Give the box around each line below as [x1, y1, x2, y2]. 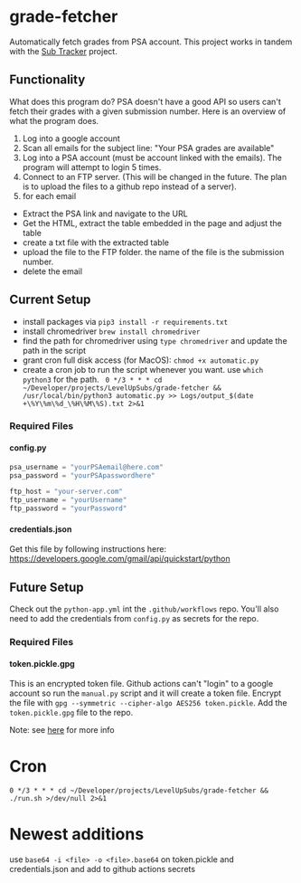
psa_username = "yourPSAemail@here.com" [9, 462, 165, 471]
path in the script [22, 345, 87, 356]
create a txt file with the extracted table [22, 237, 170, 248]
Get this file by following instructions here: [9, 544, 167, 555]
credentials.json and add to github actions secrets [9, 864, 196, 875]
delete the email [22, 265, 83, 277]
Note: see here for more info [9, 725, 115, 736]
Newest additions [9, 824, 145, 845]
